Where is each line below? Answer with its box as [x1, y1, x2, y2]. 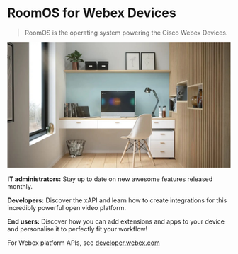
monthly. [7, 183, 33, 191]
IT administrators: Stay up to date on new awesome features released [7, 175, 213, 183]
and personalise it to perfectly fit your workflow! [7, 225, 148, 233]
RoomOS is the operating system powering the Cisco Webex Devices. [24, 28, 228, 37]
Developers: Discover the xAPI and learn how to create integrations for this [7, 196, 227, 204]
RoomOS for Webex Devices [7, 5, 176, 21]
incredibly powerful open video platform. [7, 204, 126, 212]
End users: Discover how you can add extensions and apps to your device [7, 217, 225, 226]
